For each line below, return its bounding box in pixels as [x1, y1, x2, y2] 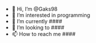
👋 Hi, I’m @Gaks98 [11, 6, 58, 12]
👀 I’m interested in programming [11, 12, 91, 19]
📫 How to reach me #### [11, 31, 76, 37]
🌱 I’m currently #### [11, 18, 62, 24]
